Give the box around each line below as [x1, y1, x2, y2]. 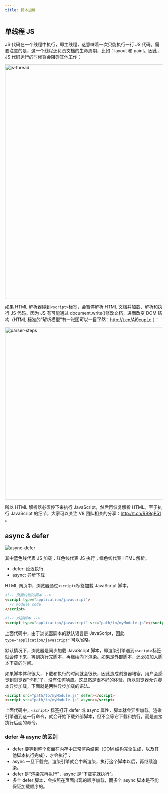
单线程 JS [5, 27, 35, 36]
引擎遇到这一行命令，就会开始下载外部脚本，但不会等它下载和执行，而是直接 [5, 713, 163, 720]
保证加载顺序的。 [12, 783, 48, 789]
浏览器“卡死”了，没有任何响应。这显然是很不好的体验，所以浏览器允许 [13, 677, 158, 683]
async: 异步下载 [12, 572, 45, 578]
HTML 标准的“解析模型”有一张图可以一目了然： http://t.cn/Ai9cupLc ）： [13, 316, 160, 323]
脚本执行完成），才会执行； [16, 752, 72, 758]
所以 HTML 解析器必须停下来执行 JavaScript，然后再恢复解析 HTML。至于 [5, 504, 158, 510]
